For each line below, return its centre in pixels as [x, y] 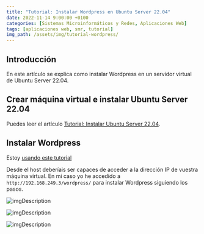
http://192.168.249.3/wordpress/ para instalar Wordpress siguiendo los [97, 182]
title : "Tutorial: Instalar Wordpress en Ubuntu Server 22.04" [89, 12]
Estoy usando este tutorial [39, 158]
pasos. [15, 189]
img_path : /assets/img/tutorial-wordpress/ [63, 35]
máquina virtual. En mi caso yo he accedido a [64, 176]
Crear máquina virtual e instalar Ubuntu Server [97, 100]
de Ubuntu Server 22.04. [38, 80]
